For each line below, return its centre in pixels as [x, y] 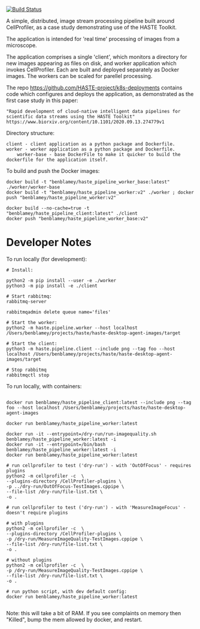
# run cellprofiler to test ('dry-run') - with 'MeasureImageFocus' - [96, 507]
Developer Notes [49, 242]
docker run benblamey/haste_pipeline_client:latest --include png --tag [99, 402]
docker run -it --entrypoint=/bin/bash [56, 444]
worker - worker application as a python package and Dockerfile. [91, 149]
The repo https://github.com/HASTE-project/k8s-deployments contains [94, 88]
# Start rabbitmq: [29, 296]
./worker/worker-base [33, 187]
